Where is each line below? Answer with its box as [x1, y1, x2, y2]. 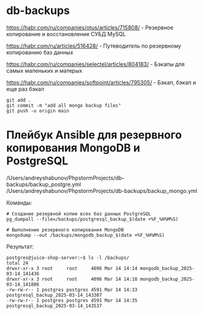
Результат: [6, 242, 34, 250]
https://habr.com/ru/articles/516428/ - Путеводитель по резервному [6, 42, 182, 49]
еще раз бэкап [6, 85, 45, 92]
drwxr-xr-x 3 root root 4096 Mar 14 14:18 [6, 276, 138, 282]
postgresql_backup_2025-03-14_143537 [6, 303, 102, 309]
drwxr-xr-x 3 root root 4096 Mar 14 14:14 [6, 265, 138, 272]
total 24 [6, 260, 29, 266]
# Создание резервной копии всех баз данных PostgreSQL [6, 211, 151, 217]
